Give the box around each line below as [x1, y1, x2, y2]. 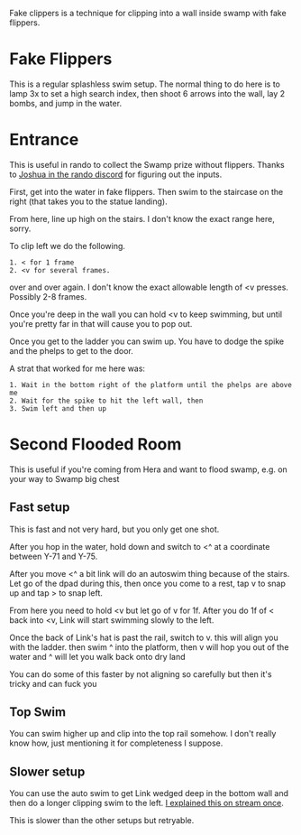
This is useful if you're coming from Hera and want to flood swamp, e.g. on [9, 464, 288, 475]
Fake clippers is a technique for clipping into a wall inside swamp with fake [9, 8, 287, 18]
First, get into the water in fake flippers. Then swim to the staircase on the [9, 186, 284, 197]
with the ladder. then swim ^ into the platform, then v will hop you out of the [9, 641, 289, 653]
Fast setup [9, 500, 70, 515]
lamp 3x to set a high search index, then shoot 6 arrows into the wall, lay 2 [9, 88, 286, 98]
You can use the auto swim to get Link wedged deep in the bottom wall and [9, 788, 289, 799]
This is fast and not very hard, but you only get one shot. [9, 524, 220, 534]
